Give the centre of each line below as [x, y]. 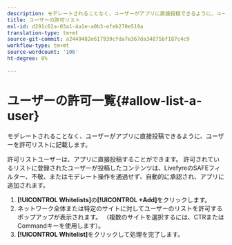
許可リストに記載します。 [55, 144]
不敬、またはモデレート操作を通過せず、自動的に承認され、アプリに [128, 176]
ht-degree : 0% [28, 59]
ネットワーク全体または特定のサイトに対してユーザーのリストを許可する [120, 208]
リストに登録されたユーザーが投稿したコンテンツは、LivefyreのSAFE [111, 168]
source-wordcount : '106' [43, 52]
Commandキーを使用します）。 [61, 226]
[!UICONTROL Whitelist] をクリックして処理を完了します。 [100, 234]
